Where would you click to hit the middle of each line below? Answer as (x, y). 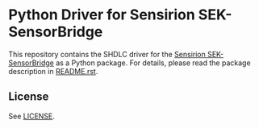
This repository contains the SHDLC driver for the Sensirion (107, 54)
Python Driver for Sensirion (102, 15)
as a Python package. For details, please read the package (153, 63)
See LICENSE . (31, 116)
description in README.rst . (53, 71)
